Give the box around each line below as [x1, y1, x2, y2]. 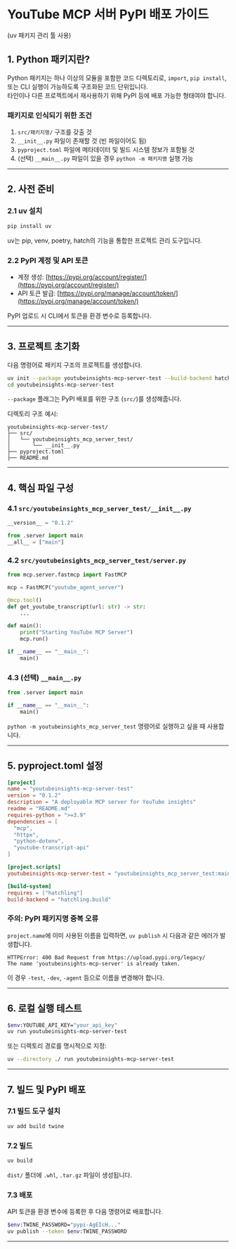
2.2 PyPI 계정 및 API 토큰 [7, 255, 88, 265]
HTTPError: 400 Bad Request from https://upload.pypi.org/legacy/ [7, 954, 206, 961]
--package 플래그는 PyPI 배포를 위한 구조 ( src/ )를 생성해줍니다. [7, 395, 182, 403]
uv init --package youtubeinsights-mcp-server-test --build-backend [7, 374, 212, 382]
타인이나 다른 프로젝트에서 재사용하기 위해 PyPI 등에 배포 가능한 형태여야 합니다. [7, 91, 227, 99]
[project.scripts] [7, 864, 61, 871]
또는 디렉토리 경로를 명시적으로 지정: [7, 1042, 107, 1050]
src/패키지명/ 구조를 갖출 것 [17, 128, 93, 136]
